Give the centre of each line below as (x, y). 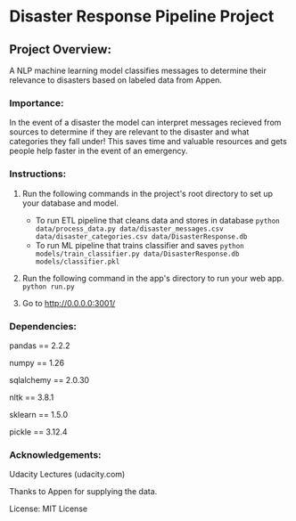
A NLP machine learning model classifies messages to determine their (138, 70)
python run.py (48, 287)
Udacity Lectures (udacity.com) (67, 475)
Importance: (37, 102)
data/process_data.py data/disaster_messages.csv (130, 229)
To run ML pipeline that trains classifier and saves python (140, 245)
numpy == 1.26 (37, 362)
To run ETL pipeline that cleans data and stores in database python (158, 220)
